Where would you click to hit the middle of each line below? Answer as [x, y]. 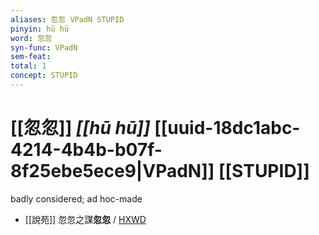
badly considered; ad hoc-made [76, 198]
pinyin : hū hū [40, 29]
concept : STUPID [44, 76]
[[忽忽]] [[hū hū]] [80, 128]
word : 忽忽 [31, 38]
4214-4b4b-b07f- [86, 150]
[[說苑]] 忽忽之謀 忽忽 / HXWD [85, 219]
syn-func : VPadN [44, 47]
